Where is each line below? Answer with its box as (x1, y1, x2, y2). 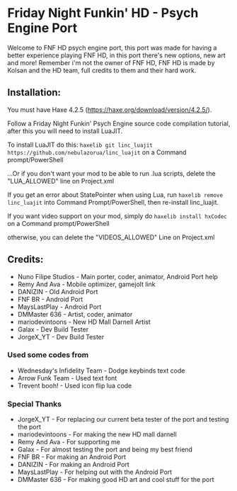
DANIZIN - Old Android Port (17, 287, 98, 295)
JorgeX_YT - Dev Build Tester (17, 332, 105, 341)
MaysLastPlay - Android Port (17, 303, 102, 311)
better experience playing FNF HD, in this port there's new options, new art (7, 51, 226, 60)
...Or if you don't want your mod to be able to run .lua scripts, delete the (7, 169, 216, 178)
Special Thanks (7, 399, 62, 409)
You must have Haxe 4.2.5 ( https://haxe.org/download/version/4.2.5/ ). (7, 105, 212, 114)
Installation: (7, 86, 62, 98)
